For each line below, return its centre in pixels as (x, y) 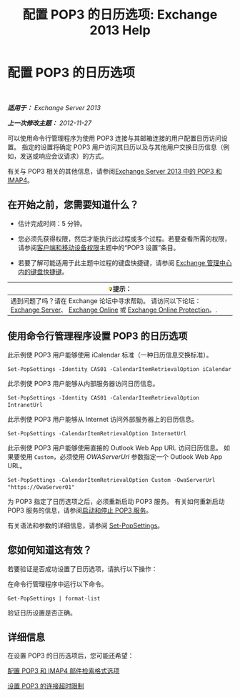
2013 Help (120, 30)
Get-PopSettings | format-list (54, 598)
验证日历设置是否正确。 (42, 613)
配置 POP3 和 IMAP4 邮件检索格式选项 (64, 671)
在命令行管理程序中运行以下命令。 (57, 584)
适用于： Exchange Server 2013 (54, 107)
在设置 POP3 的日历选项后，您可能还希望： (71, 656)
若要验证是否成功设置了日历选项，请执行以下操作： (82, 568)
